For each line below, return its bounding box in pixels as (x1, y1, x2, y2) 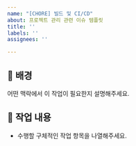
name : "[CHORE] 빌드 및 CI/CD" (7, 10, 94, 17)
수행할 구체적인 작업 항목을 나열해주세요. (17, 131, 127, 140)
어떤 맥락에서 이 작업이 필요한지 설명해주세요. (7, 89, 130, 97)
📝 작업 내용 (7, 112, 52, 124)
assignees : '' (7, 36, 49, 43)
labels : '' (7, 29, 39, 37)
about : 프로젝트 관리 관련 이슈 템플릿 (7, 17, 103, 24)
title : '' (7, 23, 36, 30)
